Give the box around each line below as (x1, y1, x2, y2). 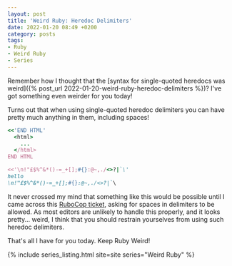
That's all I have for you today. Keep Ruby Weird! (7, 236, 151, 245)
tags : (7, 37, 24, 44)
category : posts (7, 30, 56, 38)
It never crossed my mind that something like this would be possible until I (7, 192, 225, 200)
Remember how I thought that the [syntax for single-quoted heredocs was (7, 76, 226, 85)
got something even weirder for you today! (7, 91, 133, 100)
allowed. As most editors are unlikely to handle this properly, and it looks (7, 208, 221, 216)
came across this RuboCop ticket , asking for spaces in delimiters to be (7, 200, 215, 208)
